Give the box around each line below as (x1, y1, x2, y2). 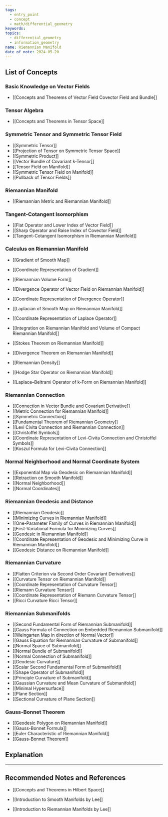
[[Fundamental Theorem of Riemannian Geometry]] (12, 419, 118, 425)
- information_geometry (9, 40, 59, 45)
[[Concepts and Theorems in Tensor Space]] (12, 119, 105, 125)
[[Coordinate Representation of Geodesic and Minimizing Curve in (12, 536, 148, 542)
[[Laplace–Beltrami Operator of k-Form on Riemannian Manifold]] (12, 379, 146, 385)
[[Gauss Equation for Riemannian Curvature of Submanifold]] (12, 637, 138, 643)
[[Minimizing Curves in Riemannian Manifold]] (12, 515, 107, 521)
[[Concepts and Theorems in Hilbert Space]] (12, 787, 104, 793)
